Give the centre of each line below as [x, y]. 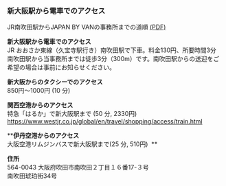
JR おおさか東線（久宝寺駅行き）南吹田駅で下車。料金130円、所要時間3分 [112, 50]
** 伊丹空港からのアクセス [43, 136]
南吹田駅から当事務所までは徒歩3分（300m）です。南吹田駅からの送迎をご [113, 59]
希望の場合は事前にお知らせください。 [61, 67]
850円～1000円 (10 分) [39, 91]
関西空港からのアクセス [40, 105]
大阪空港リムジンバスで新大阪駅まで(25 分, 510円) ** [82, 144]
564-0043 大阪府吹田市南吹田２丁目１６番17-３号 [78, 167]
